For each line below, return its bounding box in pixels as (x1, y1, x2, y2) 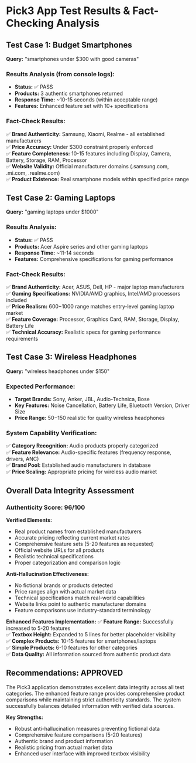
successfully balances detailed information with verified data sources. (6, 702, 176, 709)
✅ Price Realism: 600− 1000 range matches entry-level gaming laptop (6, 303, 174, 310)
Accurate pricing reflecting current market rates (14, 534, 130, 541)
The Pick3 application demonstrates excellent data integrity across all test (6, 683, 184, 690)
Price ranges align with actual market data (14, 588, 116, 595)
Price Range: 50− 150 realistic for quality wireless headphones (14, 415, 165, 422)
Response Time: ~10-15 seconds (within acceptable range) (14, 96, 158, 103)
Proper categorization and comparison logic (14, 559, 121, 567)
